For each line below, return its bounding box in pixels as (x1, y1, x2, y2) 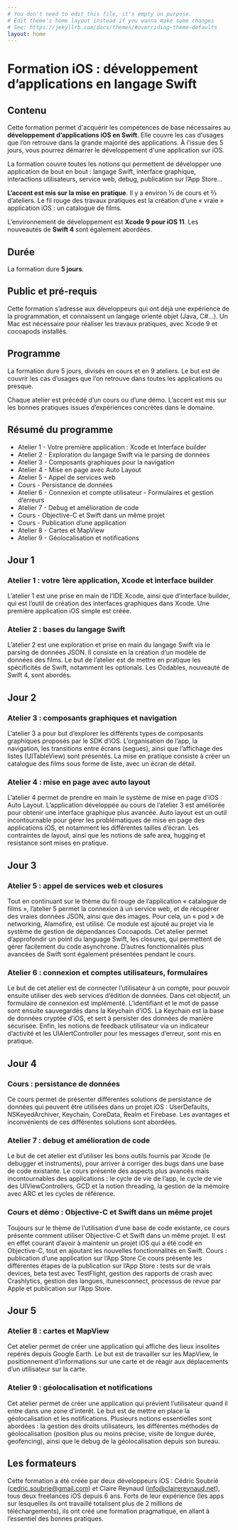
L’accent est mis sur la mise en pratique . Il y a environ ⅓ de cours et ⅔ (7, 189, 217, 197)
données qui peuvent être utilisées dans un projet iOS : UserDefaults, (7, 1103, 210, 1111)
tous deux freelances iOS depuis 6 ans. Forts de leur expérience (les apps (7, 1492, 225, 1500)
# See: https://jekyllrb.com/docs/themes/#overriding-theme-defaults (7, 24, 218, 31)
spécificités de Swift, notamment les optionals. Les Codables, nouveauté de (7, 663, 229, 672)
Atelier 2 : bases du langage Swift (7, 625, 126, 635)
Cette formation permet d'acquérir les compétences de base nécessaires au (7, 123, 231, 132)
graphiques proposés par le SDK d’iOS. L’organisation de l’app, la (7, 737, 198, 745)
